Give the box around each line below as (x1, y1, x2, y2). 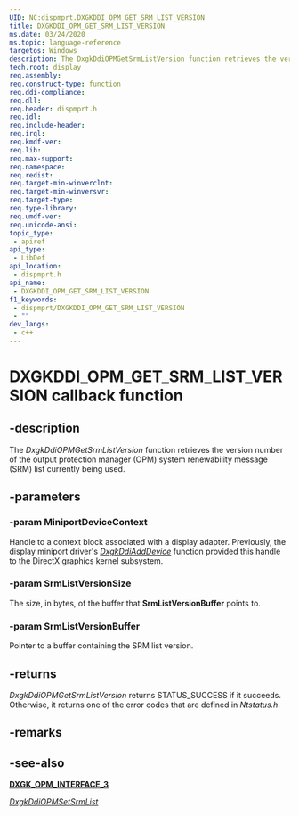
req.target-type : (9, 195, 74, 205)
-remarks (9, 725, 62, 740)
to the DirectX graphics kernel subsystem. (9, 555, 164, 566)
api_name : (9, 278, 46, 287)
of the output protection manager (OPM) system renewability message (9, 454, 269, 465)
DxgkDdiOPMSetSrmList (9, 796, 99, 807)
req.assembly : (9, 71, 62, 80)
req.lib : (9, 145, 42, 154)
